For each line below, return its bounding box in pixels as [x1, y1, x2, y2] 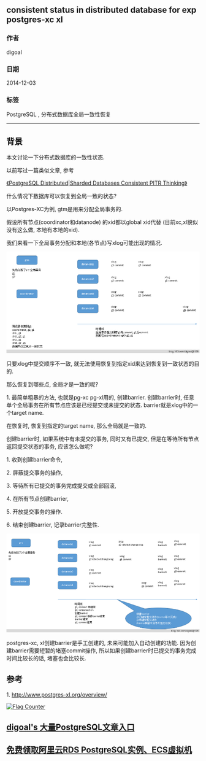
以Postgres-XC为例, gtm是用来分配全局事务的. [6, 206, 123, 213]
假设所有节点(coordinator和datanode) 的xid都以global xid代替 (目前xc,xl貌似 [6, 218, 198, 226]
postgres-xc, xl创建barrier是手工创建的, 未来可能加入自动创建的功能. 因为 [6, 639, 191, 646]
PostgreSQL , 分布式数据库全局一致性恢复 [6, 110, 112, 118]
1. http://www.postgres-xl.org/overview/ [6, 690, 107, 698]
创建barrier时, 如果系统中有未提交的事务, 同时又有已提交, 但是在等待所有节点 [6, 435, 199, 442]
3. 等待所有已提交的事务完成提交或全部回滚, [6, 482, 116, 490]
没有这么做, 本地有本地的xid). [6, 226, 80, 234]
